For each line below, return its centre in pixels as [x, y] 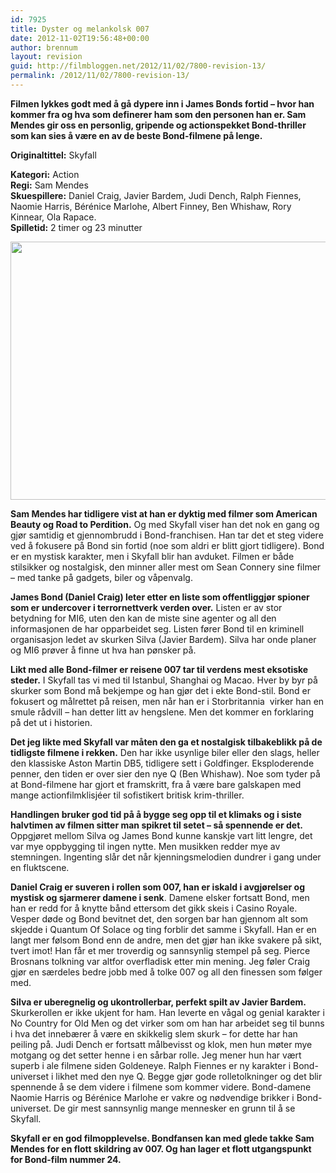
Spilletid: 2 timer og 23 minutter [76, 227]
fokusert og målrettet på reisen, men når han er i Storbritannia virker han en [167, 701]
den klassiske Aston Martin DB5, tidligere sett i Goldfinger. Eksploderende [162, 763]
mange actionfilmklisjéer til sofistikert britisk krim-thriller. [127, 795]
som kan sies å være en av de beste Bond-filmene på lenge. [136, 135]
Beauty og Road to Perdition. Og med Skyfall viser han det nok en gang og [165, 524]
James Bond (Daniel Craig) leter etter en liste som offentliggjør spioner [160, 597]
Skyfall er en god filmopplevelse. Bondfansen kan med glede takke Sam [162, 1138]
